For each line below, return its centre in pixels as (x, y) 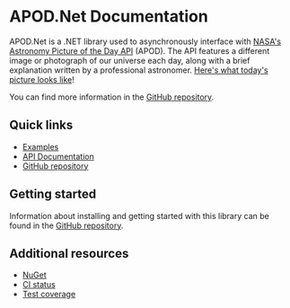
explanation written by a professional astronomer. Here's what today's (139, 70)
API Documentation (58, 156)
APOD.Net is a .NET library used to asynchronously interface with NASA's (145, 41)
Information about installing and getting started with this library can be (139, 216)
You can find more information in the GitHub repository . (112, 97)
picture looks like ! (42, 79)
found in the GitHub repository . (66, 225)
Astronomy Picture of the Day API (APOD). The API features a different (140, 50)
